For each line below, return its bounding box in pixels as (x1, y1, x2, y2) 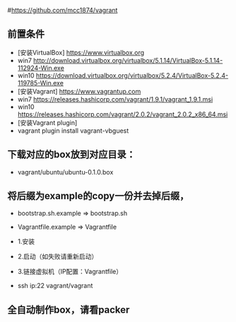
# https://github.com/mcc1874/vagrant (7, 6, 118, 14)
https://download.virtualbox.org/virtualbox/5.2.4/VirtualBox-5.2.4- (35, 71, 228, 80)
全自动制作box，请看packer (7, 304, 130, 316)
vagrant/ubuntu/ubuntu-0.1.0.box (17, 167, 114, 176)
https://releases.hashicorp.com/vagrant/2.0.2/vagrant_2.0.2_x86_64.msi (17, 109, 228, 119)
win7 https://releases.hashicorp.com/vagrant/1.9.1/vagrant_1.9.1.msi (17, 95, 213, 103)
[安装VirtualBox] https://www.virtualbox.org (17, 48, 145, 56)
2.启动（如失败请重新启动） (17, 252, 98, 261)
